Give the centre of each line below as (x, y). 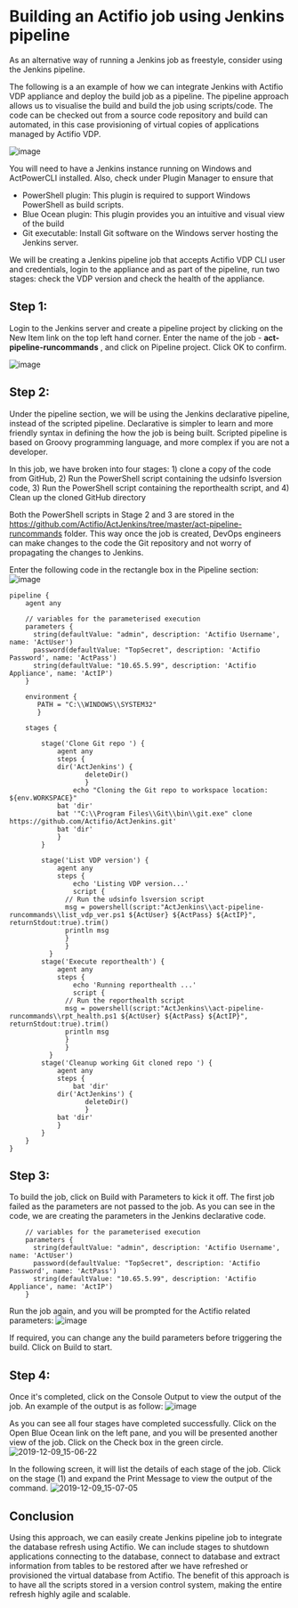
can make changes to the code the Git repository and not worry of (130, 543)
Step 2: (30, 392)
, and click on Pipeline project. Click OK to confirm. (193, 347)
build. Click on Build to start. (61, 1347)
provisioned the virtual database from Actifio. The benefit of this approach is (149, 1575)
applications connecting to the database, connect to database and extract (145, 1556)
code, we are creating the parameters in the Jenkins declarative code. (138, 1216)
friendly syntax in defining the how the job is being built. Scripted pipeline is (148, 433)
